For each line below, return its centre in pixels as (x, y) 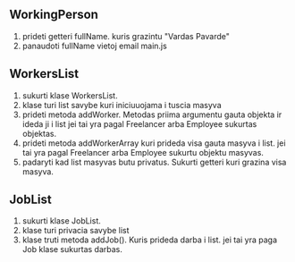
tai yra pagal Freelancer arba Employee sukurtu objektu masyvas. (143, 152)
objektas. (39, 133)
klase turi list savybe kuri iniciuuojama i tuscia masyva (122, 105)
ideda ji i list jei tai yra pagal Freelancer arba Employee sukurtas (139, 123)
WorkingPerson (54, 15)
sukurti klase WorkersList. (70, 95)
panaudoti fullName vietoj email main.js (94, 46)
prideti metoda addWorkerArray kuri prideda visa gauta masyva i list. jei (154, 143)
